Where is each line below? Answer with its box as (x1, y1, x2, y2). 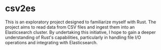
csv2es (5, 3, 36, 14)
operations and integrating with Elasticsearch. (5, 39, 98, 45)
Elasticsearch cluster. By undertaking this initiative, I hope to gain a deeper (5, 29, 156, 35)
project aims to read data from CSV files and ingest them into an (5, 24, 135, 30)
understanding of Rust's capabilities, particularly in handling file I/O (5, 34, 141, 40)
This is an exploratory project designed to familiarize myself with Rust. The (5, 19, 156, 25)
